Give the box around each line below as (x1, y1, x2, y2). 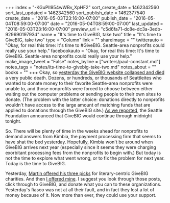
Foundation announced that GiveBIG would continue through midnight (5, 113, 152, 119)
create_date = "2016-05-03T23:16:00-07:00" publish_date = (5, 15, 133, 21)
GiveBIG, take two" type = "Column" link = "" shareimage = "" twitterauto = (5, 37, 163, 43)
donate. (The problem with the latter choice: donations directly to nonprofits (5, 96, 165, 103)
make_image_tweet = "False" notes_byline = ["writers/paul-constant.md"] (5, 59, 161, 64)
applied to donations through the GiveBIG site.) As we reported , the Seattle (5, 107, 162, 113)
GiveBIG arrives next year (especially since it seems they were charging (5, 144, 157, 150)
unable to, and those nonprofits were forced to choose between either (5, 86, 153, 91)
